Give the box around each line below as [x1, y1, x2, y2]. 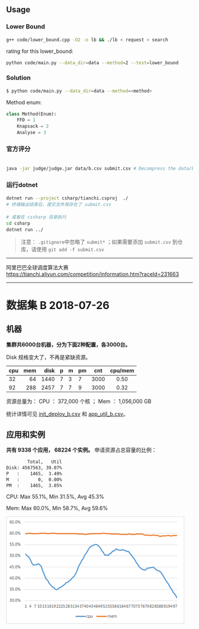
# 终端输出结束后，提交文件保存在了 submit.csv [6, 202, 111, 208]
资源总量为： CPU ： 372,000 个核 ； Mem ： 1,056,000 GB [6, 398, 152, 405]
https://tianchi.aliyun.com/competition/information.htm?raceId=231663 [6, 270, 179, 278]
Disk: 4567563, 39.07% [6, 465, 62, 471]
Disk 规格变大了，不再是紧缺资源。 [6, 353, 91, 361]
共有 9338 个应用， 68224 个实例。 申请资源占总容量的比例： [6, 446, 157, 453]
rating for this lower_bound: [6, 47, 73, 55]
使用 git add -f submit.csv [36, 246, 105, 253]
